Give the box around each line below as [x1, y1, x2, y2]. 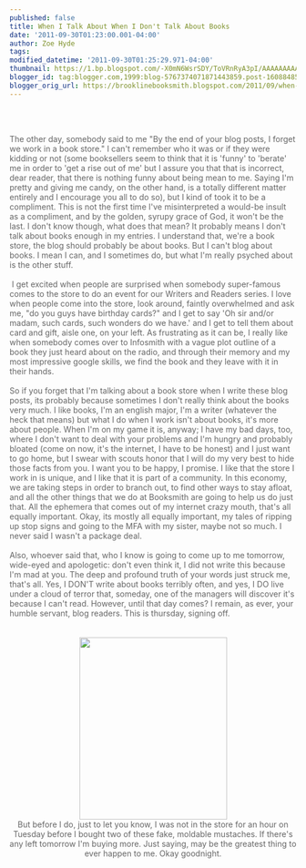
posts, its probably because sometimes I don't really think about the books [9, 394, 290, 405]
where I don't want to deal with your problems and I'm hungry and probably [9, 434, 293, 444]
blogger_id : [9, 73, 55, 82]
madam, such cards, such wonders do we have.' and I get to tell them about [9, 317, 294, 328]
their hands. [9, 365, 55, 376]
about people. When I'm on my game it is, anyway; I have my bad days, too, [9, 424, 293, 434]
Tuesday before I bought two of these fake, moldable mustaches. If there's [13, 828, 293, 839]
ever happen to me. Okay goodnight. [84, 848, 222, 859]
